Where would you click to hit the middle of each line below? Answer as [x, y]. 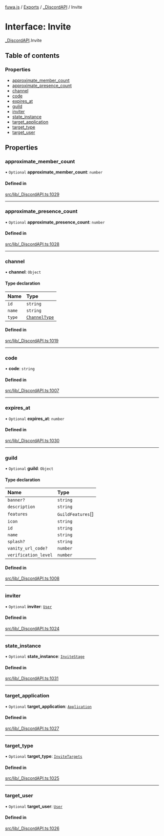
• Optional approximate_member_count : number [54, 172]
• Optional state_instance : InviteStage [45, 657]
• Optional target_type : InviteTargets [44, 756]
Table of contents [32, 56]
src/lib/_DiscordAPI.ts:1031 [32, 679]
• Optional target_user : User [34, 806]
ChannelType [40, 317]
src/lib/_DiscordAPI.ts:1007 [32, 391]
